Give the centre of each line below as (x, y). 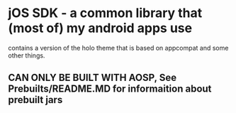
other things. (27, 55)
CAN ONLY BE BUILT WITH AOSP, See (92, 78)
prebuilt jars (35, 100)
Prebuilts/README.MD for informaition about (110, 89)
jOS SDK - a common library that (105, 13)
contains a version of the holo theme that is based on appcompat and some (118, 48)
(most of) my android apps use (100, 28)
